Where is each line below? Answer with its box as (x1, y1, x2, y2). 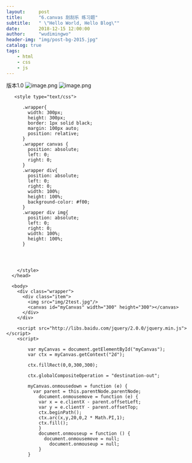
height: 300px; (28, 115, 66, 121)
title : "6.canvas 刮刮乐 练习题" (6, 14, 98, 20)
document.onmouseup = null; (49, 441, 120, 447)
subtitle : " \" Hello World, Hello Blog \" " (6, 20, 120, 26)
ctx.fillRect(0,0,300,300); (28, 362, 98, 369)
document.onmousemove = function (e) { (38, 394, 138, 400)
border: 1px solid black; (28, 120, 93, 126)
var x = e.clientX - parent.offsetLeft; (38, 399, 141, 405)
